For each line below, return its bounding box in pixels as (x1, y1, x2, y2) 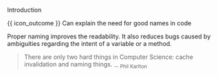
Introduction (7, 6, 42, 14)
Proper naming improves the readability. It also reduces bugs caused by (7, 32, 211, 40)
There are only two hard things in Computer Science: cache (23, 53, 194, 61)
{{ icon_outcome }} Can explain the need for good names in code (7, 19, 192, 27)
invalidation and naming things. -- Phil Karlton (23, 60, 148, 70)
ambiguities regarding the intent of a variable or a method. (7, 40, 172, 47)
